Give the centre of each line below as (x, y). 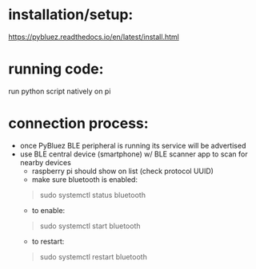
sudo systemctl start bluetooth (90, 226)
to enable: (48, 210)
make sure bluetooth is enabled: (85, 179)
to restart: (48, 241)
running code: (56, 69)
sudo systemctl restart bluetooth (94, 256)
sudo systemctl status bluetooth (93, 195)
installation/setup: (71, 15)
